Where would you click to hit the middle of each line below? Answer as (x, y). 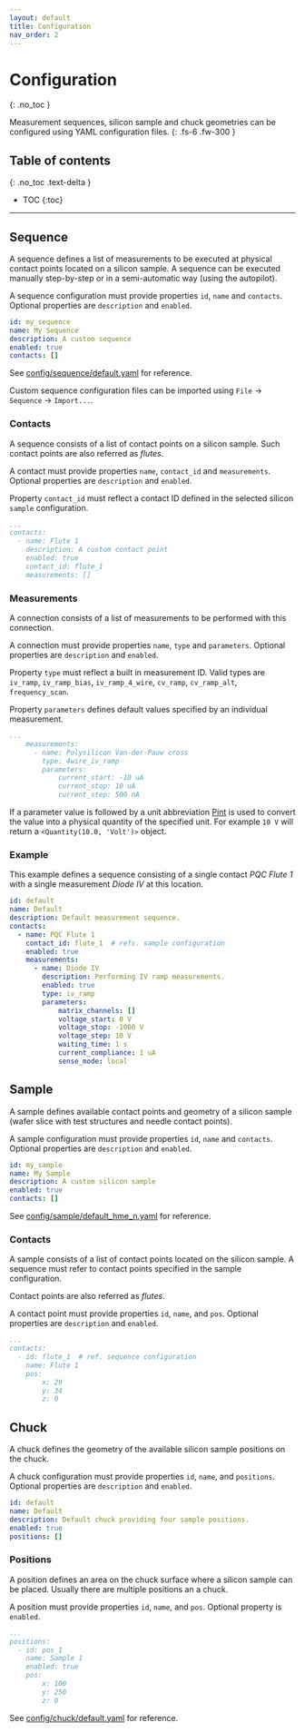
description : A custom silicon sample (83, 1182)
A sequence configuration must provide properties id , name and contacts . (146, 295)
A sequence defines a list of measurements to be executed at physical (141, 259)
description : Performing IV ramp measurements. (133, 977)
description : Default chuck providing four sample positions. (129, 1520)
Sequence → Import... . (51, 400)
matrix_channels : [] (97, 1010)
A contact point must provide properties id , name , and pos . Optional (134, 1314)
